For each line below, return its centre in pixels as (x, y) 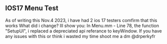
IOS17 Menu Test (32, 8)
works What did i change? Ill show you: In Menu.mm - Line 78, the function (82, 25)
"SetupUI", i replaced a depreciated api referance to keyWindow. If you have (83, 31)
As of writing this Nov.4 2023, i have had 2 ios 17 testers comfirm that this (81, 20)
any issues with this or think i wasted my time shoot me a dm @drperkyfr (80, 36)
